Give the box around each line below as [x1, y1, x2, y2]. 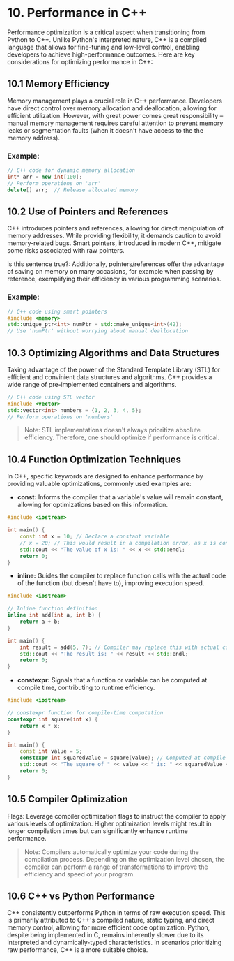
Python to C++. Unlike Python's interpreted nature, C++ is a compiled [7, 35, 207, 43]
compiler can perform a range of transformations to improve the [24, 863, 208, 871]
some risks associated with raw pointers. [7, 247, 125, 255]
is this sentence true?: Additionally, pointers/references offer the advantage [7, 260, 224, 268]
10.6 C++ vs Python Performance [7, 890, 155, 902]
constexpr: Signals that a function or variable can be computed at [17, 676, 208, 684]
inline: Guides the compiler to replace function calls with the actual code [17, 571, 226, 580]
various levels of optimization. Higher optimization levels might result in [7, 819, 212, 828]
